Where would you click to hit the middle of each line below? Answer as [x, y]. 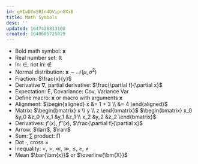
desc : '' [17, 23]
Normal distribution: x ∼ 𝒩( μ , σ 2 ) [56, 71]
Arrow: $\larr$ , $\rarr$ [43, 129]
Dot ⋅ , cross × [32, 142]
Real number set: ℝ [38, 58]
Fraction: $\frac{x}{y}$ [43, 78]
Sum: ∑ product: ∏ [37, 136]
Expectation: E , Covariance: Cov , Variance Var [72, 91]
